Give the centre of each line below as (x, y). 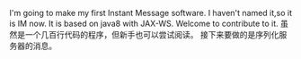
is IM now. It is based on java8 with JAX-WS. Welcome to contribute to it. (144, 23)
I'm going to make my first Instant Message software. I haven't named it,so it (151, 13)
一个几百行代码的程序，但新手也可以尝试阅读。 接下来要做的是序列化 (152, 34)
